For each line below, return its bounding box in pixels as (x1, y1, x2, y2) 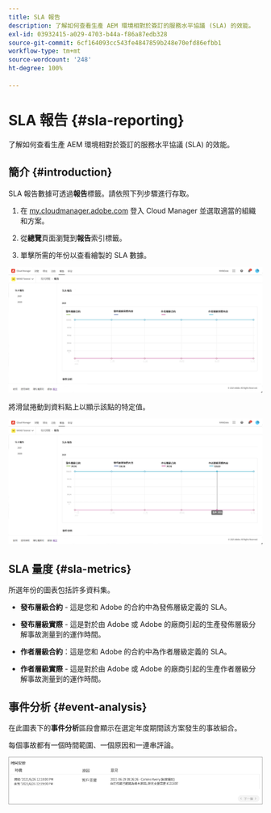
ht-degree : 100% (8, 65, 63, 73)
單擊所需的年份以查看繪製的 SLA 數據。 (19, 250, 152, 260)
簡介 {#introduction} (8, 166, 113, 180)
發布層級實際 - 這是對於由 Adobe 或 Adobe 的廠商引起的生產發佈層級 (19, 620, 249, 629)
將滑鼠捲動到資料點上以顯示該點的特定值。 (8, 401, 150, 412)
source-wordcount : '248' (8, 56, 92, 64)
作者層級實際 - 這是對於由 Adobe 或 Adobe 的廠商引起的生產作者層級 (19, 664, 249, 674)
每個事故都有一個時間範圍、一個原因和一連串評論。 (8, 740, 178, 750)
